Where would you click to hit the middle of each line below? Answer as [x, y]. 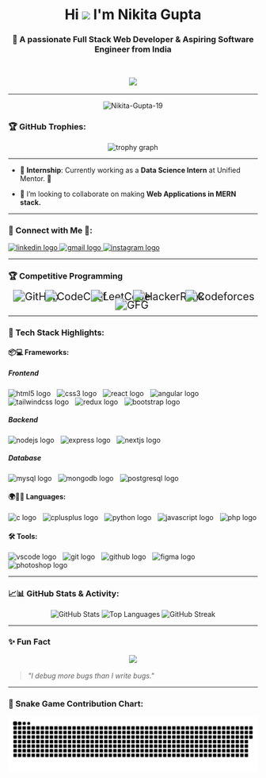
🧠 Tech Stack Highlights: [57, 333]
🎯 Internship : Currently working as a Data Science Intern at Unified [130, 170]
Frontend [24, 373]
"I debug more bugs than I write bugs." [91, 676]
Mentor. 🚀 [36, 178]
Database [25, 458]
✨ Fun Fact [30, 642]
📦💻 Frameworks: [39, 352]
